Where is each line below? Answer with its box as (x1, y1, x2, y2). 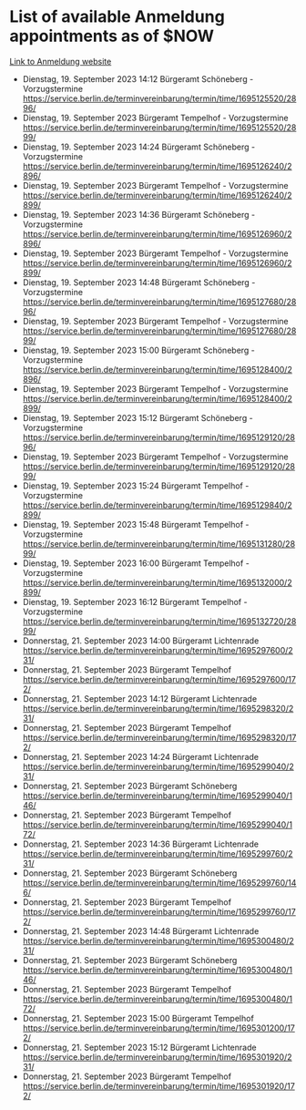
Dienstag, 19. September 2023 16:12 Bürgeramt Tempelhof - (22, 596, 248, 607)
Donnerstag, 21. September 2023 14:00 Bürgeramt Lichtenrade (22, 635, 260, 646)
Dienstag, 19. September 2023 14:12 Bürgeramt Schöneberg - (22, 73, 254, 84)
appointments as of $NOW (9, 26, 215, 46)
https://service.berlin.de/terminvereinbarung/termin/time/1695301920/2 (22, 1051, 293, 1063)
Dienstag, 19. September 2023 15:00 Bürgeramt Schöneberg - (22, 344, 255, 355)
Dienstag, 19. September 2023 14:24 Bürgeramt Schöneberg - (22, 141, 256, 152)
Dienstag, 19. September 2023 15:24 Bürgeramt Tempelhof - (22, 480, 250, 491)
